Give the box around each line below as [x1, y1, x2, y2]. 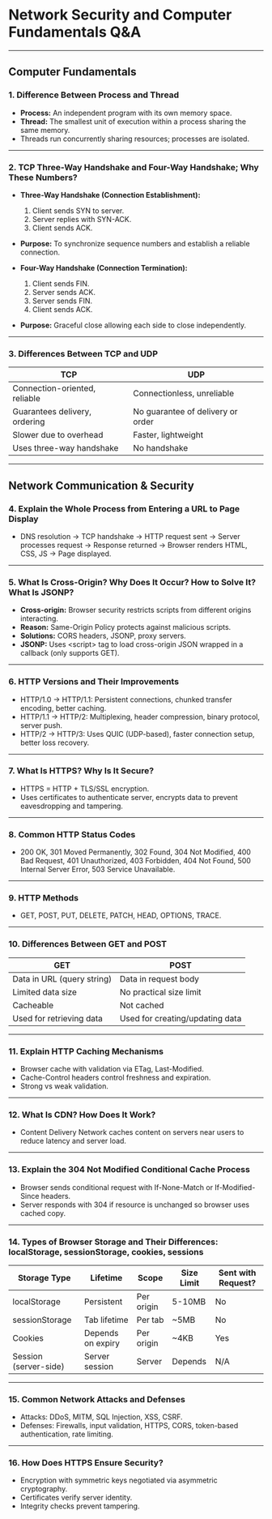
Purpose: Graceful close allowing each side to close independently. [19, 320, 247, 330]
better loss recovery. [19, 738, 90, 747]
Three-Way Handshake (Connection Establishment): [19, 190, 201, 199]
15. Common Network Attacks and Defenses [8, 1393, 186, 1405]
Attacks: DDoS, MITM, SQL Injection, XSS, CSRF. [19, 1412, 184, 1422]
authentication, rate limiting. [19, 1429, 113, 1440]
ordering [12, 416, 45, 427]
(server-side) [12, 1360, 65, 1371]
